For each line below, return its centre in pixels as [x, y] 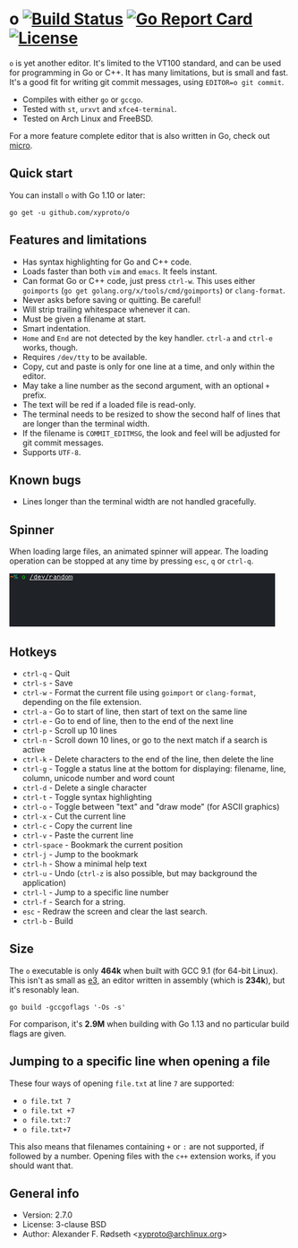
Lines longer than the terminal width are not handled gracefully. [139, 502]
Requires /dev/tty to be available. [85, 357]
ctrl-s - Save [47, 683]
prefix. [34, 395]
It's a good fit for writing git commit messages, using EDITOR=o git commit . [147, 82]
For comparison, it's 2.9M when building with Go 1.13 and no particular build [149, 1024]
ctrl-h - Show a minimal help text [85, 864]
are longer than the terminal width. [86, 423]
